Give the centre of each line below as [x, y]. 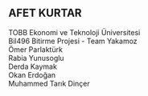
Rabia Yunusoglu [36, 58]
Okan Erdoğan [32, 74]
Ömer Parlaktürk [35, 49]
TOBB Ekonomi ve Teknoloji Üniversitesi [74, 32]
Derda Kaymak [33, 66]
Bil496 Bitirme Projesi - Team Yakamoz [73, 41]
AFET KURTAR [45, 13]
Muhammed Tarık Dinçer [49, 83]
